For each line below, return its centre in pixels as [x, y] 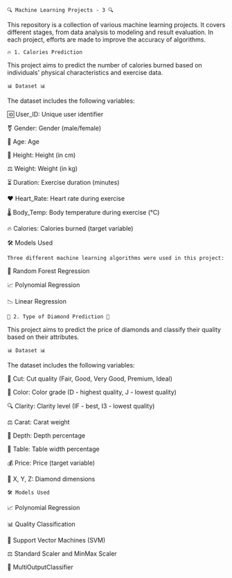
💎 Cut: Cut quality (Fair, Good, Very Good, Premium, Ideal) [90, 379]
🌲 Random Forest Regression [48, 271]
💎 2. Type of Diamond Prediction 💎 [59, 317]
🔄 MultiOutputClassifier [41, 567]
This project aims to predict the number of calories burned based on [105, 65]
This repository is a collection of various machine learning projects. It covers [116, 25]
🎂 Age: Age [23, 141]
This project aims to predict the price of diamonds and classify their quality [114, 330]
